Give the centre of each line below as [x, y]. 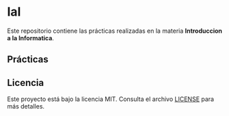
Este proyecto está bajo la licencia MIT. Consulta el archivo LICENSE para [110, 99]
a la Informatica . [31, 38]
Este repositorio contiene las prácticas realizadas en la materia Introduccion [115, 31]
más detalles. [26, 106]
